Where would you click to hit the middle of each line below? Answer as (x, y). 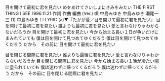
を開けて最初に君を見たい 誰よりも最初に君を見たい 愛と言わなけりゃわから (82, 26)
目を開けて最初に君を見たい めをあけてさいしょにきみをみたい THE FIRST (80, 7)
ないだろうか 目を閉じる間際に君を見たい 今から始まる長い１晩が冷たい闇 (84, 61)
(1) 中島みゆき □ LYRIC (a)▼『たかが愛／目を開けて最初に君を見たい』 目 (85, 20)
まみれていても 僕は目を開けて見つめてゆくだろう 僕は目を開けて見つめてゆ (82, 38)
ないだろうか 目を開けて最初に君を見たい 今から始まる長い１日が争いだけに (82, 32)
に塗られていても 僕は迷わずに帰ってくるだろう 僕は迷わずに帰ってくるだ (79, 67)
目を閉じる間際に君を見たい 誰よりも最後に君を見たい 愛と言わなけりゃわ (80, 55)
